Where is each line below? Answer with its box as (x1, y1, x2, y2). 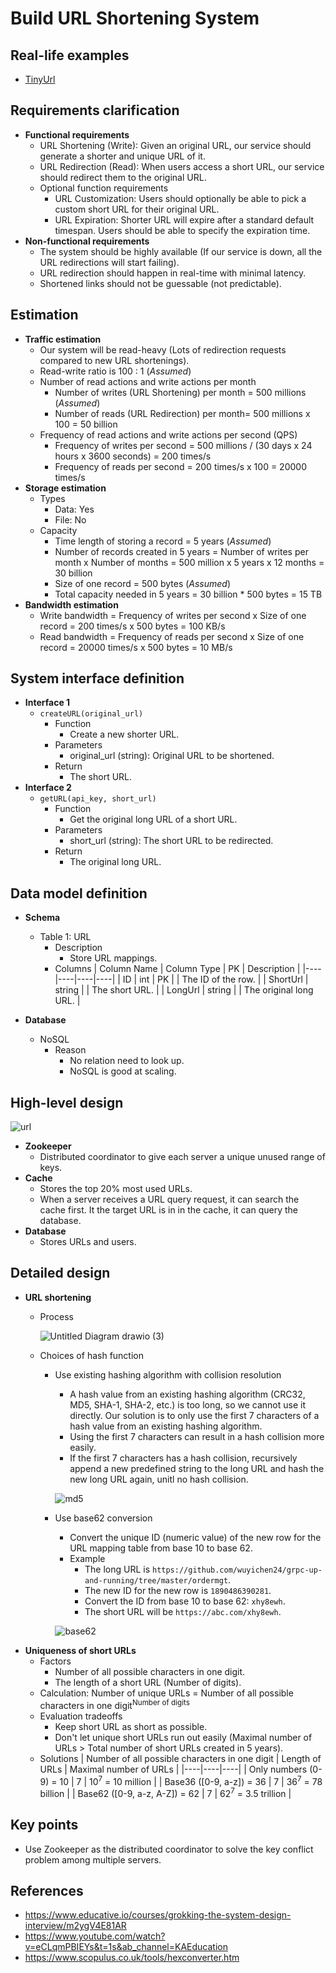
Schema (24, 912, 61, 924)
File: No (54, 513, 87, 526)
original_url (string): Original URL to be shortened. (69, 750, 275, 762)
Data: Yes (54, 503, 95, 515)
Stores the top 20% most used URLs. (39, 1183, 193, 1195)
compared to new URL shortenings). (39, 354, 190, 366)
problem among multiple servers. (24, 1853, 162, 1866)
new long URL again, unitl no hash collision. (69, 1473, 249, 1485)
